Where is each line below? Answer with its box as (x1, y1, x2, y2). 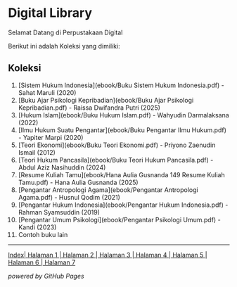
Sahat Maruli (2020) (18, 88, 77, 96)
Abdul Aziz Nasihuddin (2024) (18, 163, 106, 172)
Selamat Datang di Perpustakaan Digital (8, 28, 123, 37)
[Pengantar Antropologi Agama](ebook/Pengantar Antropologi (18, 185, 199, 194)
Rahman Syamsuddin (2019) (18, 208, 101, 216)
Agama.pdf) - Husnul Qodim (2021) (18, 193, 120, 201)
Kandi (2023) (18, 223, 57, 231)
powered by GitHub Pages (8, 272, 84, 280)
